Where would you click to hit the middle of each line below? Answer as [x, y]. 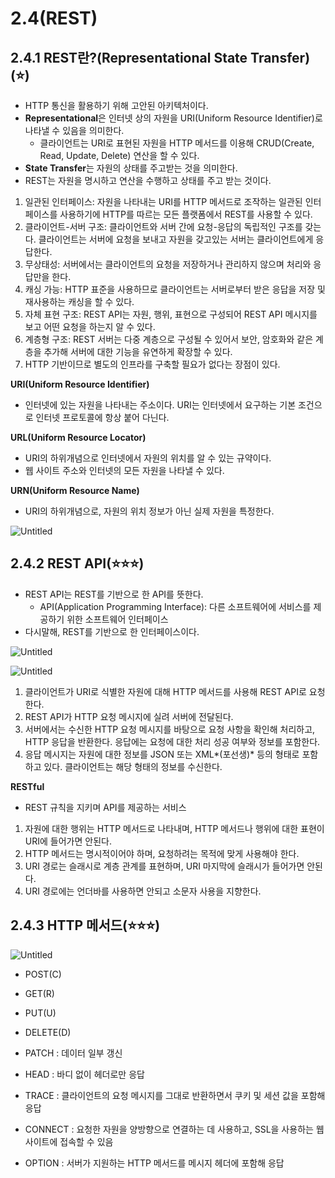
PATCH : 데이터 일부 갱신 [73, 1053]
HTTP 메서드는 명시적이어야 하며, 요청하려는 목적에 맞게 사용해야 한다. [162, 853]
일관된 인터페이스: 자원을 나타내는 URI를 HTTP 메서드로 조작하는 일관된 [163, 201]
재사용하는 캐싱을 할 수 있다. [79, 301]
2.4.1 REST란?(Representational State [129, 57]
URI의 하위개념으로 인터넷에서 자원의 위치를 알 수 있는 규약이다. [148, 458]
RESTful [27, 786]
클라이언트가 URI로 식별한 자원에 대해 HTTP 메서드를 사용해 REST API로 [165, 691]
